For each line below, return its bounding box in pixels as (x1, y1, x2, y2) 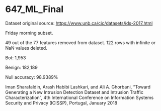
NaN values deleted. (5, 45, 48, 51)
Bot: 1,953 (5, 54, 26, 61)
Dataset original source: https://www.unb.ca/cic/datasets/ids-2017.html (5, 20, 153, 26)
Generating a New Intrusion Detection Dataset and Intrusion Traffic (5, 89, 143, 95)
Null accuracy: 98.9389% (5, 74, 58, 80)
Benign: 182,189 (5, 64, 38, 70)
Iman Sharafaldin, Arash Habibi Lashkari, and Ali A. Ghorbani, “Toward (5, 84, 151, 90)
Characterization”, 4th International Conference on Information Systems (5, 94, 154, 100)
